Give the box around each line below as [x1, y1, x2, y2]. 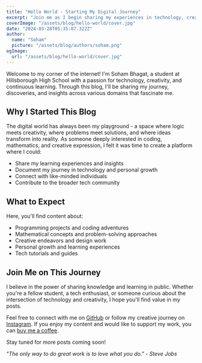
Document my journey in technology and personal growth [14, 166, 158, 173]
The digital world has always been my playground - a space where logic [6, 123, 185, 130]
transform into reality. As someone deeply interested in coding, [6, 135, 162, 143]
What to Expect [6, 196, 65, 206]
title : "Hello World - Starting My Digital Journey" [6, 8, 141, 15]
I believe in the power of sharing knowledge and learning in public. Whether [6, 284, 194, 291]
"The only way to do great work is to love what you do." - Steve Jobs [6, 350, 177, 358]
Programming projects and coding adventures [14, 224, 129, 232]
